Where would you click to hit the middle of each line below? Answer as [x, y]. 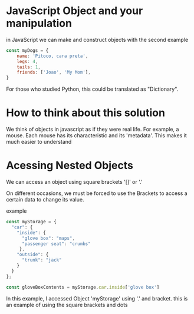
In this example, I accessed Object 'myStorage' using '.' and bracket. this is [97, 298]
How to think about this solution [86, 113]
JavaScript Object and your [75, 11]
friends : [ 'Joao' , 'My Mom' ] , [54, 72]
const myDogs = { [27, 50]
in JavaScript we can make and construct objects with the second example [97, 39]
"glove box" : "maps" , [48, 238]
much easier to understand [39, 142]
